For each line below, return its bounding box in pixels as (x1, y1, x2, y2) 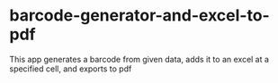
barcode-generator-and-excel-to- (9, 5, 270, 26)
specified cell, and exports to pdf (9, 63, 132, 74)
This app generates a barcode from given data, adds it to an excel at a (9, 54, 270, 64)
